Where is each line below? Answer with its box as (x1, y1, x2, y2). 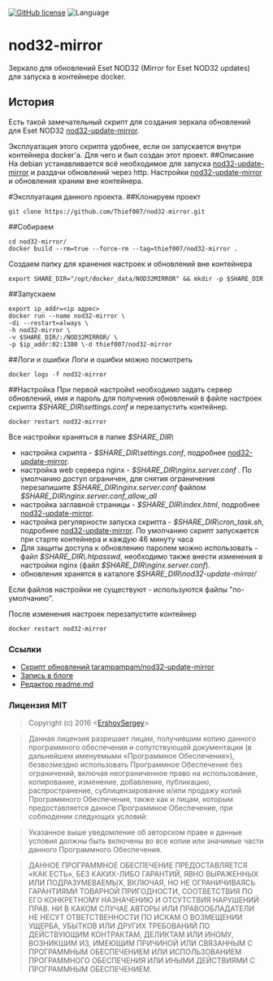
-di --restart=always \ (8, 318, 89, 327)
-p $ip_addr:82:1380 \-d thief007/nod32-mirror (8, 340, 173, 348)
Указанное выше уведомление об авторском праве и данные (28, 827, 242, 838)
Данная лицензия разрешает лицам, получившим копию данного (28, 734, 257, 744)
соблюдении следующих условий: (28, 812, 148, 821)
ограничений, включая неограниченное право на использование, (28, 769, 258, 778)
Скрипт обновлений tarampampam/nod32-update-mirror (19, 662, 215, 672)
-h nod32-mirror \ (8, 326, 71, 334)
